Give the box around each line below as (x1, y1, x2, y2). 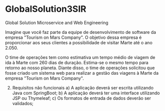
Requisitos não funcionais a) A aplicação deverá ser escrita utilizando (12, 84, 154, 90)
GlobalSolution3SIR (5, 3, 87, 15)
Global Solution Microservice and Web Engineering (5, 20, 108, 26)
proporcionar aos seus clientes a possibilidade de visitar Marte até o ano (5, 39, 153, 45)
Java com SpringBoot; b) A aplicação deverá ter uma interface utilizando (12, 90, 160, 96)
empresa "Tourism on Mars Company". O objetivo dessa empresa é (5, 34, 142, 40)
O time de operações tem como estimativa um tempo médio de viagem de (5, 54, 156, 60)
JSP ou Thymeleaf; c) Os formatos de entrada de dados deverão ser (12, 95, 151, 101)
